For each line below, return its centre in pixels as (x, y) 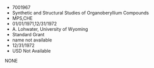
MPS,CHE (22, 18)
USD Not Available (31, 51)
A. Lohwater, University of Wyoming (50, 29)
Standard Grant (28, 35)
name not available (32, 40)
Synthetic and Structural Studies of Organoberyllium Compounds (80, 13)
